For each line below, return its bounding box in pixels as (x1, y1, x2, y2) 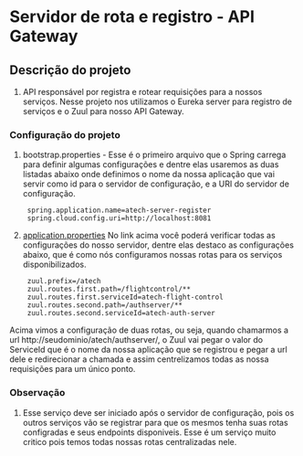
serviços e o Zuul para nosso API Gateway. (22, 106, 184, 116)
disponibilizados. (22, 259, 87, 270)
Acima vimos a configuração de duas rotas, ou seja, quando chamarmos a (9, 324, 289, 335)
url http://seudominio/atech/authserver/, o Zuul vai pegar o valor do (9, 334, 263, 345)
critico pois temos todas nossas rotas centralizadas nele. (22, 436, 237, 447)
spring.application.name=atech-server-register (26, 206, 212, 216)
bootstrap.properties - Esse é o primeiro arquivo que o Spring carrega (22, 149, 287, 161)
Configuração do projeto (9, 128, 120, 141)
